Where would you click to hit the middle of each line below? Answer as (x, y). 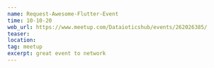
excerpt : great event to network (57, 54)
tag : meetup (25, 47)
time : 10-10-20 (30, 21)
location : (22, 40)
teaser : (19, 34)
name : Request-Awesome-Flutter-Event (63, 14)
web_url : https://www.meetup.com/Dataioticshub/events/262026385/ (107, 27)
